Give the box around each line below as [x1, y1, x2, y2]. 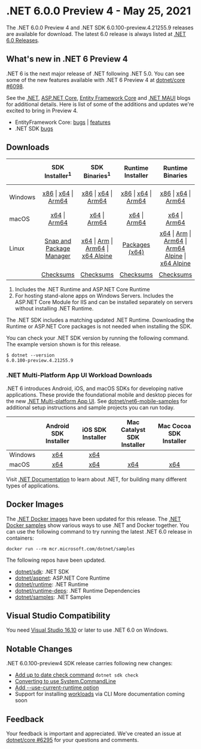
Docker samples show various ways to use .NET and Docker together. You [6, 522, 190, 529]
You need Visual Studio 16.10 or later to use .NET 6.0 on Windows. [6, 626, 169, 634]
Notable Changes [6, 644, 73, 654]
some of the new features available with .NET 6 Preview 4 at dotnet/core [6, 76, 185, 83]
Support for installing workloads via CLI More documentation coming [14, 690, 185, 698]
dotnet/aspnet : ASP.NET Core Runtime [14, 574, 111, 581]
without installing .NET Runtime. [14, 305, 94, 312]
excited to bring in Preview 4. [6, 106, 78, 114]
